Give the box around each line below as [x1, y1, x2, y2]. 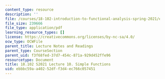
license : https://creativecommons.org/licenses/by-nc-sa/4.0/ [5, 35, 135, 40]
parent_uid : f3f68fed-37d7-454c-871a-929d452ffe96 [5, 53, 111, 58]
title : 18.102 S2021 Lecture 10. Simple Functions [5, 62, 111, 67]
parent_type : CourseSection [5, 48, 63, 53]
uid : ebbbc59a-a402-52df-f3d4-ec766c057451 [5, 67, 96, 72]
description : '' [5, 12, 38, 17]
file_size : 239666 [5, 21, 43, 26]
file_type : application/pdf [5, 26, 63, 30]
